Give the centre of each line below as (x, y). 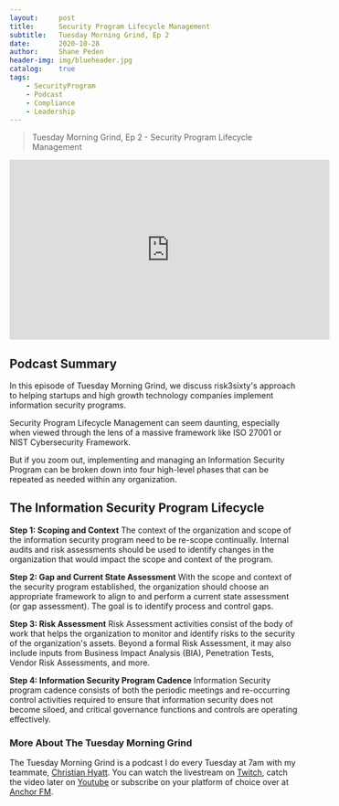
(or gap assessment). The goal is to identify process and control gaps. (142, 606)
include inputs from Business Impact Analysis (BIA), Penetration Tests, (142, 652)
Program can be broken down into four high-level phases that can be (139, 470)
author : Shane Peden (57, 52)
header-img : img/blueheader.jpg (71, 60)
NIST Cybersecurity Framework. (70, 442)
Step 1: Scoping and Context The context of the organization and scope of (150, 530)
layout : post (42, 18)
